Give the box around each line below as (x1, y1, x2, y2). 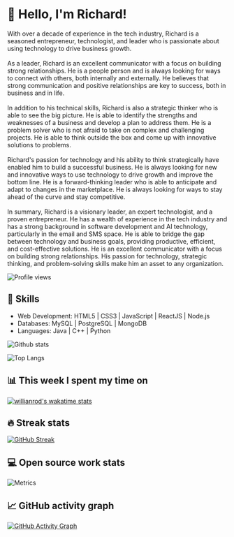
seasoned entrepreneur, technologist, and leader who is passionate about (7, 36, 220, 45)
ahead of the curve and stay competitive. (7, 192, 126, 201)
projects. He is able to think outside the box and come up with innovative (7, 133, 217, 142)
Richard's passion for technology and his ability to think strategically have (7, 155, 219, 163)
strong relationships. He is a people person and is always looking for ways (7, 66, 221, 75)
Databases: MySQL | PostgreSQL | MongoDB (17, 319, 147, 328)
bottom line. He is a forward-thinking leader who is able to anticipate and (7, 177, 217, 186)
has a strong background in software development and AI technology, (7, 222, 208, 230)
